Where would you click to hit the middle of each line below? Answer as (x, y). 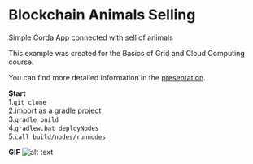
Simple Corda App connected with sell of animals (91, 37)
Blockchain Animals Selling (102, 15)
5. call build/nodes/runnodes (57, 136)
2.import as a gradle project (55, 110)
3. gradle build (34, 119)
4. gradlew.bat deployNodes (54, 127)
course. (21, 62)
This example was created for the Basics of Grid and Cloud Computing (127, 53)
